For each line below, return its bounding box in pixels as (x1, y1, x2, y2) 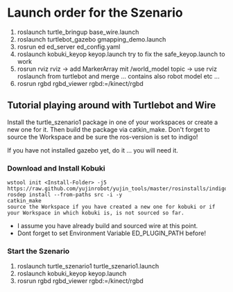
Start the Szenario (7, 246, 70, 256)
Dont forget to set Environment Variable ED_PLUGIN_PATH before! (17, 229, 207, 237)
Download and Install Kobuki (7, 163, 105, 173)
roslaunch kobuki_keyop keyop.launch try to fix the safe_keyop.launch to (17, 50, 225, 58)
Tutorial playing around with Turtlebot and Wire (7, 99, 216, 112)
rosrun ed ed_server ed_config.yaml (17, 42, 121, 51)
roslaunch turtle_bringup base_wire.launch (17, 28, 139, 36)
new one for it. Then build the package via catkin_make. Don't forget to (7, 125, 210, 133)
